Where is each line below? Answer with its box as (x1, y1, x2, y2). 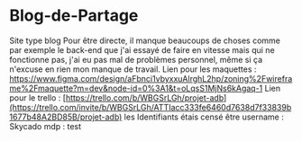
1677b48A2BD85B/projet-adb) (9, 111, 123, 122)
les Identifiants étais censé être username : (124, 111, 284, 122)
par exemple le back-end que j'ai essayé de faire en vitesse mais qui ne (9, 44, 275, 55)
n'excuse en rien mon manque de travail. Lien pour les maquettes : (9, 64, 257, 75)
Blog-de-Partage (9, 5, 139, 26)
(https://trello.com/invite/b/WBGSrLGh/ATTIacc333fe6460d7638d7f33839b (9, 101, 292, 112)
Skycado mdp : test (9, 120, 82, 131)
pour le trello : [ (9, 92, 66, 103)
